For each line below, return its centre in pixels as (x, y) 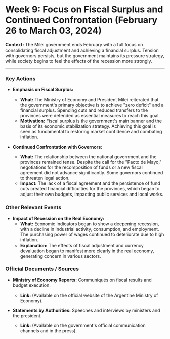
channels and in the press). (49, 331)
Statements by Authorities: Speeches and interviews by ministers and (86, 310)
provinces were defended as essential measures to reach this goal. (90, 116)
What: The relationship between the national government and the (88, 157)
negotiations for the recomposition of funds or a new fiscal (81, 167)
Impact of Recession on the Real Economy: (58, 218)
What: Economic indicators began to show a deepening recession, (90, 224)
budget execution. (31, 285)
